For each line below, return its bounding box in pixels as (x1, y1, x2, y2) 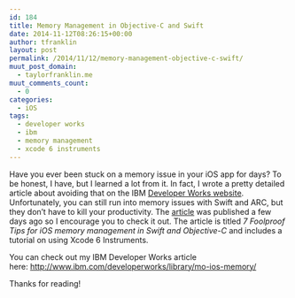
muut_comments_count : (9, 79, 89, 88)
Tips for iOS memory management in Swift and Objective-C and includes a (9, 225, 283, 235)
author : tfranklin (9, 37, 77, 47)
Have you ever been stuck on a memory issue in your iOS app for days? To (9, 169, 282, 180)
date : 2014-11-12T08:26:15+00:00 (9, 29, 133, 38)
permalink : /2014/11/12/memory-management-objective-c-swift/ (9, 54, 244, 63)
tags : (9, 111, 29, 120)
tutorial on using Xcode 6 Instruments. (9, 234, 149, 245)
